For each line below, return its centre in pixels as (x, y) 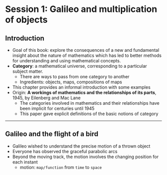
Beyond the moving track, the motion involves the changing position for (85, 157)
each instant (25, 162)
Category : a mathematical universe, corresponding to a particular (80, 66)
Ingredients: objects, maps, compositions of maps (71, 82)
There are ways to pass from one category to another (75, 77)
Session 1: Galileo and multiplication (81, 9)
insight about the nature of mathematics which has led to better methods (87, 55)
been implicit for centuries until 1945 (57, 108)
